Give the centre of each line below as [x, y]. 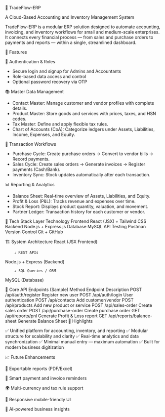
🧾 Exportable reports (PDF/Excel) [39, 369]
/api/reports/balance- [130, 316]
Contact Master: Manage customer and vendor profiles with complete [83, 103]
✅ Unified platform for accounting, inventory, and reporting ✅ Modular [77, 331]
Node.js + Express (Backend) [35, 262]
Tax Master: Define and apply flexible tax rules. [60, 124]
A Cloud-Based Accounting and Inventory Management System [70, 17]
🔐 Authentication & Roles [30, 62]
